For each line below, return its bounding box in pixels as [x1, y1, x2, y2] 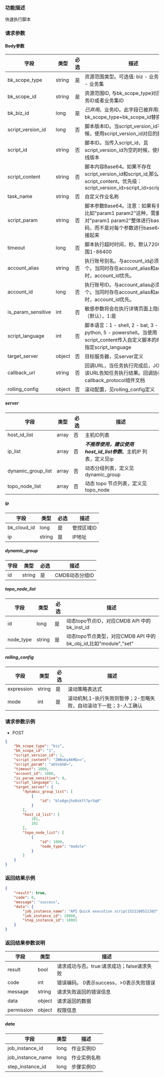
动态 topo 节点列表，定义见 [84, 480, 147, 487]
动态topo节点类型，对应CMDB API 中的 [66, 633, 156, 640]
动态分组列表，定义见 [84, 465, 134, 472]
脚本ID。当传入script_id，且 [84, 140, 149, 146]
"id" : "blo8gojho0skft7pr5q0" [40, 798, 102, 803]
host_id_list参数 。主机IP [84, 448, 142, 455]
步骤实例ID [71, 1064, 96, 1071]
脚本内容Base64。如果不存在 [84, 163, 152, 170]
